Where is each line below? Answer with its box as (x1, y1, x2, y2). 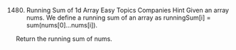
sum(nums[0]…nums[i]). (26, 21, 98, 29)
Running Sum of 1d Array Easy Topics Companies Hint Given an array (26, 6, 230, 14)
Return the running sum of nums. (16, 35, 113, 43)
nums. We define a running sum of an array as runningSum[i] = (26, 13, 211, 22)
